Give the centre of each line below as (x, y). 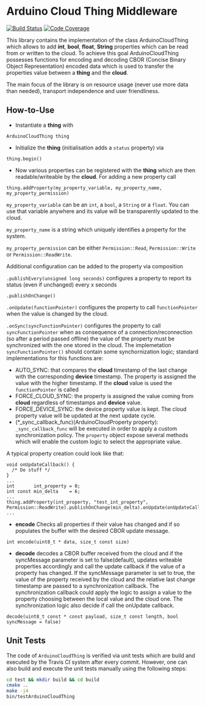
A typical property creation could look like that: (65, 453)
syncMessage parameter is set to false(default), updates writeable (99, 560)
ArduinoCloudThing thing (38, 136)
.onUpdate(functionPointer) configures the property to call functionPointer (102, 307)
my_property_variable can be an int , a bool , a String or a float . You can (98, 205)
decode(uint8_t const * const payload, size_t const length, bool (92, 617)
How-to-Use (31, 111)
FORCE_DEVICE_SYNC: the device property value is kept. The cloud (101, 409)
